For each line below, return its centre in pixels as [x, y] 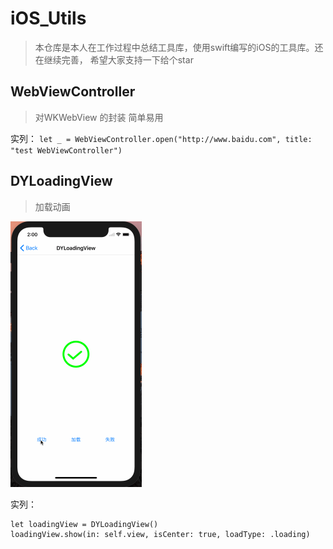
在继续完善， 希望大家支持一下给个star [114, 59]
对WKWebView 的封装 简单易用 [99, 117]
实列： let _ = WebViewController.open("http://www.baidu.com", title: [161, 138]
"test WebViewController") [66, 150]
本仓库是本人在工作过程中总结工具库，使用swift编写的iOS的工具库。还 [179, 47]
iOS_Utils [48, 18]
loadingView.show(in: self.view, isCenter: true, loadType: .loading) [160, 534]
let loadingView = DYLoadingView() [84, 524]
